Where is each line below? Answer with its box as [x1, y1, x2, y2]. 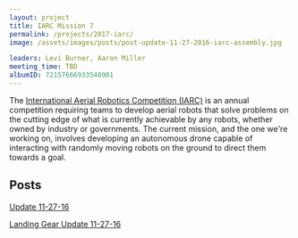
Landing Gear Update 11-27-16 [9, 218, 122, 229]
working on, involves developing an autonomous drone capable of [9, 133, 253, 144]
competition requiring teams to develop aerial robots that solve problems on [9, 104, 289, 115]
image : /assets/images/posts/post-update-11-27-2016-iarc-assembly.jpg [9, 37, 282, 47]
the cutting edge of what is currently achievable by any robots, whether [9, 113, 273, 125]
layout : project [9, 12, 70, 22]
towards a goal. [9, 152, 67, 162]
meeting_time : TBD [9, 62, 78, 71]
